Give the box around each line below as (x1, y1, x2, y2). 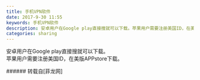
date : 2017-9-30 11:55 (6, 14, 62, 20)
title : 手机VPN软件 (6, 8, 51, 15)
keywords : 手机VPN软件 (6, 20, 59, 25)
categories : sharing (6, 31, 58, 37)
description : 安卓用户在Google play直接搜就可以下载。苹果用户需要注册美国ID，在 (6, 25, 191, 31)
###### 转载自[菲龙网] (6, 68, 63, 75)
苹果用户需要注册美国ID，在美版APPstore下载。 (6, 55, 123, 62)
